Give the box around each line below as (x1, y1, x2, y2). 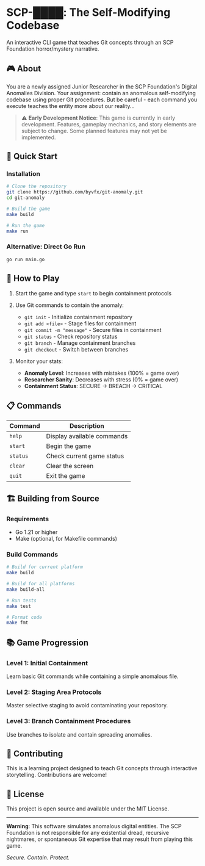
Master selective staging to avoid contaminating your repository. (6, 702, 168, 709)
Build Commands (6, 550, 59, 558)
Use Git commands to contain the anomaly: (15, 301, 124, 309)
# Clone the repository (6, 183, 67, 190)
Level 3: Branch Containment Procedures (6, 717, 131, 726)
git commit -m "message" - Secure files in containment (24, 326, 162, 333)
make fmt (6, 619, 29, 626)
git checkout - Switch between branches (24, 345, 129, 353)
